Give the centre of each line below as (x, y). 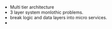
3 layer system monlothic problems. (47, 12)
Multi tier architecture (32, 7)
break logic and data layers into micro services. (58, 17)
